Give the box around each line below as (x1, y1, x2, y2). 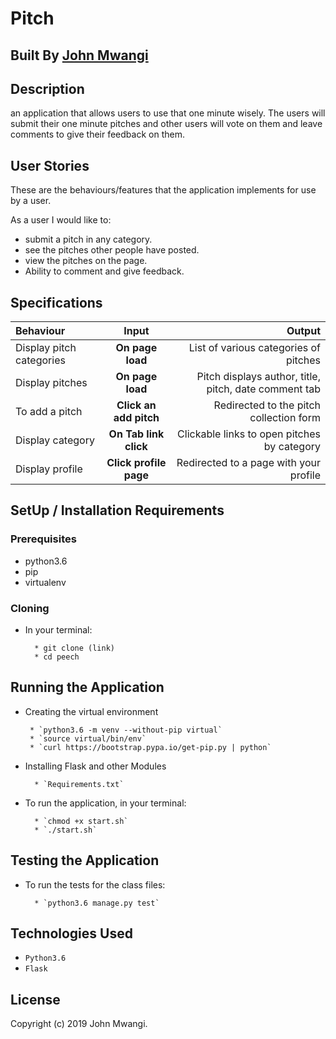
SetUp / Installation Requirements (10, 502, 225, 519)
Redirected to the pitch (213, 398, 321, 412)
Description (10, 80, 85, 97)
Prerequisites (10, 532, 77, 546)
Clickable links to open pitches (177, 427, 321, 441)
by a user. (10, 195, 52, 207)
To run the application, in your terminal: (24, 797, 187, 809)
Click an (116, 398, 157, 412)
